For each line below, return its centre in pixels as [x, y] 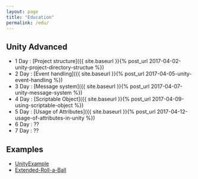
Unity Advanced [37, 47]
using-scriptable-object [44, 105]
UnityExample [32, 164]
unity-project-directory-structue [54, 67]
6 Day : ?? [27, 124]
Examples [25, 149]
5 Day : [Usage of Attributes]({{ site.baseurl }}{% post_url [85, 112]
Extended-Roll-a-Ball [40, 170]
